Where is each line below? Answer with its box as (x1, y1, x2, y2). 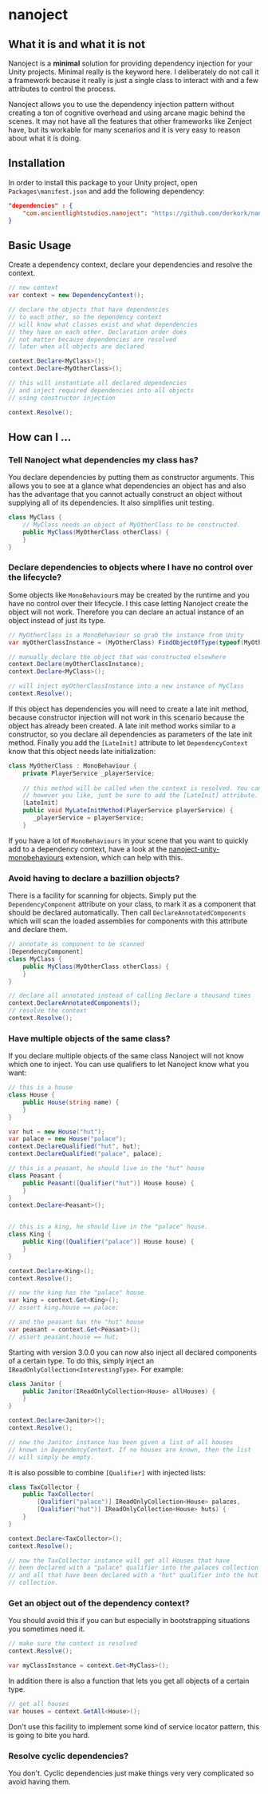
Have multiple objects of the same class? (8, 1033, 171, 1044)
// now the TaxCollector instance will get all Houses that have (8, 1556, 230, 1565)
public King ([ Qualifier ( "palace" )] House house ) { (22, 1238, 195, 1246)
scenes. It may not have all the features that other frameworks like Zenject (8, 117, 253, 125)
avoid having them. (8, 1777, 71, 1787)
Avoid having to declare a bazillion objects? (8, 872, 180, 883)
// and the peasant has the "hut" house (8, 1318, 145, 1327)
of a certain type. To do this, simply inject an (8, 1355, 155, 1365)
